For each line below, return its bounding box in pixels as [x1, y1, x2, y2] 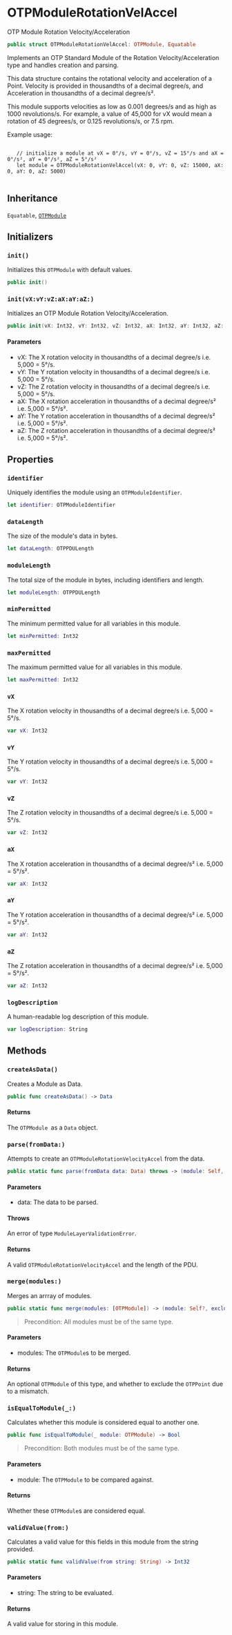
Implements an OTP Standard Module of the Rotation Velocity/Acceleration [7, 53, 220, 61]
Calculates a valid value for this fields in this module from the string [7, 1538, 199, 1546]
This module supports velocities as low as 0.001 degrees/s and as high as [7, 102, 217, 110]
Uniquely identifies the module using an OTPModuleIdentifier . [7, 488, 182, 496]
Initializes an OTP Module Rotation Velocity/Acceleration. [7, 309, 169, 318]
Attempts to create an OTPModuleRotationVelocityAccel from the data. [7, 1154, 205, 1163]
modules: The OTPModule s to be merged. [17, 1348, 131, 1357]
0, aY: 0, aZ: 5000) [7, 168, 67, 175]
